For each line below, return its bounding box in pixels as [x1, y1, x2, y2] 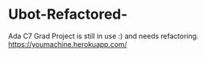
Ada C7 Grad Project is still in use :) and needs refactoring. [8, 31, 199, 41]
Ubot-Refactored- [8, 5, 128, 23]
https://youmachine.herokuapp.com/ [8, 39, 128, 48]
